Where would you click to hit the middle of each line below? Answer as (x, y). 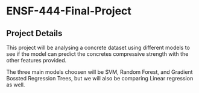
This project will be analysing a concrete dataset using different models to (98, 47)
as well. (16, 85)
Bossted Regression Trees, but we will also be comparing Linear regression (100, 78)
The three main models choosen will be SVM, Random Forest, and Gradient (99, 72)
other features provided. (36, 60)
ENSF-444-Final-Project (69, 11)
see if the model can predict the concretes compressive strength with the (97, 54)
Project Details (34, 33)
